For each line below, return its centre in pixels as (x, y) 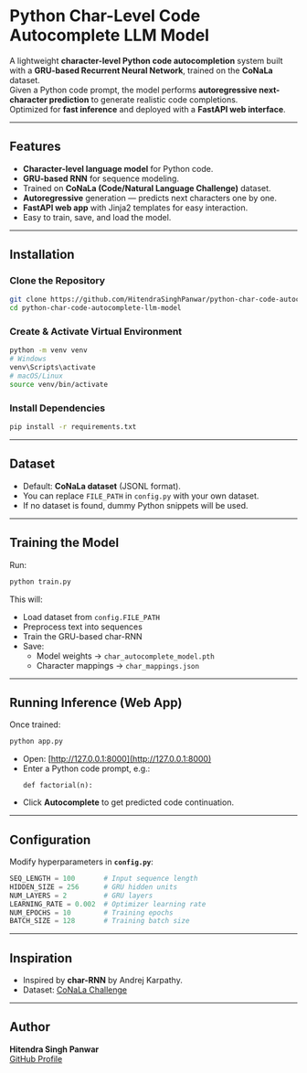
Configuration (50, 839)
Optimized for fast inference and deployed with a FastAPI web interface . (148, 109)
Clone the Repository (58, 281)
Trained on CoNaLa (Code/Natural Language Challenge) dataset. (147, 188)
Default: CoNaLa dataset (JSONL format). (101, 486)
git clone (28, 300)
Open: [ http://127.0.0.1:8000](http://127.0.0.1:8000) (117, 759)
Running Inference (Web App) (96, 702)
